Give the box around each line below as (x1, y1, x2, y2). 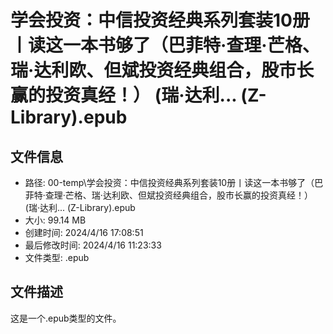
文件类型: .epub (24, 252, 90, 263)
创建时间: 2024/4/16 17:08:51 (24, 227, 144, 238)
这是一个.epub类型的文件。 (10, 312, 122, 324)
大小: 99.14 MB (24, 214, 87, 226)
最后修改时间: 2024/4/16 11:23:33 (24, 239, 162, 251)
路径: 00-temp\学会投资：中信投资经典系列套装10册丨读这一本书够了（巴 (24, 177, 324, 188)
